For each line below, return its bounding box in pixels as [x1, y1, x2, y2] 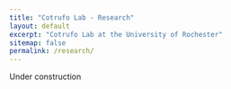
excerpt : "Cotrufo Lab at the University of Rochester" [9, 30, 223, 39]
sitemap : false [9, 38, 67, 48]
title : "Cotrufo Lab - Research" [9, 13, 135, 22]
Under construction [9, 71, 82, 82]
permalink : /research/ [9, 47, 94, 56]
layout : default [9, 22, 70, 31]
